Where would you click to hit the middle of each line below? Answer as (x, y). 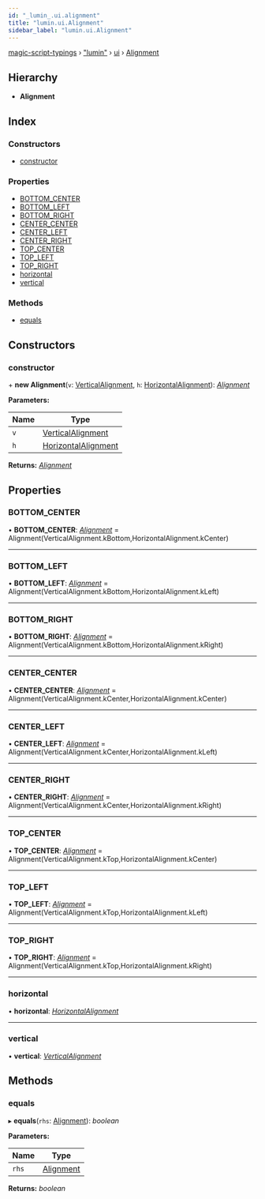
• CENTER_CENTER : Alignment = (62, 690)
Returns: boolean (37, 1188)
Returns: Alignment (40, 465)
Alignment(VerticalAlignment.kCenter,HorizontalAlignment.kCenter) (118, 698)
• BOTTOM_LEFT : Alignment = (58, 583)
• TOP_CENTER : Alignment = (55, 851)
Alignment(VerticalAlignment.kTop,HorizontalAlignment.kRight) (110, 966)
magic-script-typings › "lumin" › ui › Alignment (84, 53)
